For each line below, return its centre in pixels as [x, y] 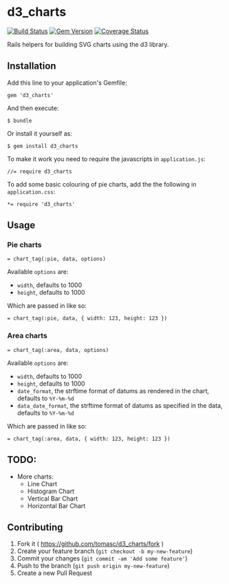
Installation [32, 66]
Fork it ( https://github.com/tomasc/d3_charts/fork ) [90, 544]
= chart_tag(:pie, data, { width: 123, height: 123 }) [87, 319]
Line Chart [42, 483]
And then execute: [33, 108]
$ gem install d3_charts [43, 146]
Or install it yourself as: [40, 133]
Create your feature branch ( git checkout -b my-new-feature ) [105, 551]
